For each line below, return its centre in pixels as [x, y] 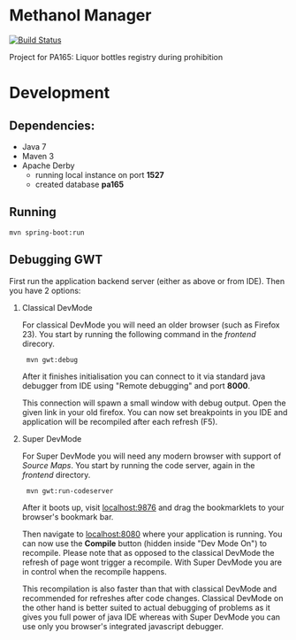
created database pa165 [80, 184]
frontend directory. [56, 474]
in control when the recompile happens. [94, 571]
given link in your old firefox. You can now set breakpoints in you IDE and [155, 412]
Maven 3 [38, 156]
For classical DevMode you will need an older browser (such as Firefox [151, 325]
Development [60, 93]
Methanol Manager [80, 15]
